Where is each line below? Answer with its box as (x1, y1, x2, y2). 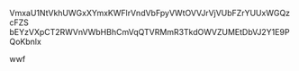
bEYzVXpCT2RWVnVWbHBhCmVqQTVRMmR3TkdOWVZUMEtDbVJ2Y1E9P (9, 27, 290, 37)
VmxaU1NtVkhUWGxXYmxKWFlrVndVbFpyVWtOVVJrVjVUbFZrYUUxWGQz (9, 8, 291, 18)
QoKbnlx (9, 36, 42, 47)
